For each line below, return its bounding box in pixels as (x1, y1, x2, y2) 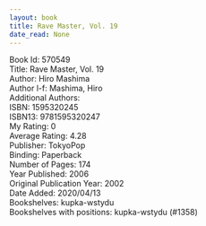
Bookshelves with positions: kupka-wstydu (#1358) (9, 207, 199, 218)
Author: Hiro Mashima (9, 74, 90, 84)
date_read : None (9, 30, 70, 39)
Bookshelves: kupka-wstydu (9, 197, 115, 208)
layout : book (9, 13, 58, 22)
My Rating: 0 (9, 121, 56, 132)
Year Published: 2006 (9, 169, 90, 179)
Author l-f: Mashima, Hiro (9, 83, 103, 94)
